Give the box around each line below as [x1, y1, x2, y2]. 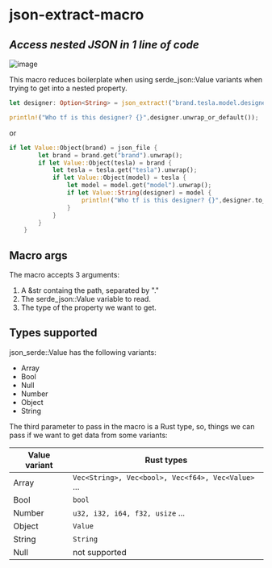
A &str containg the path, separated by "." [20, 286, 160, 295]
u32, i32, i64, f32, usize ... [73, 507, 185, 518]
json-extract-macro [9, 6, 144, 24]
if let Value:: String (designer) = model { [66, 189, 212, 197]
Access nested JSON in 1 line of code [9, 38, 200, 52]
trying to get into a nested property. [9, 83, 128, 93]
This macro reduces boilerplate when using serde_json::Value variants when [9, 75, 263, 84]
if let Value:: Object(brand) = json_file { [9, 144, 158, 152]
